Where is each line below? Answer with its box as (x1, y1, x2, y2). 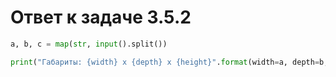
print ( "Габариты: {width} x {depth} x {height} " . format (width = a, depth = (10, 57, 320, 67)
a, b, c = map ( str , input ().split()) (10, 39, 168, 49)
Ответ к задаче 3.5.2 (10, 6, 192, 29)
